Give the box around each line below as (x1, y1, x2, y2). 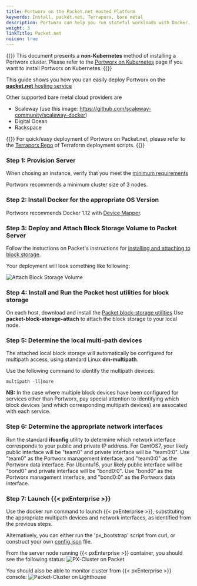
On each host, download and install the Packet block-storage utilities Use (6, 309, 183, 316)
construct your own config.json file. (6, 538, 92, 545)
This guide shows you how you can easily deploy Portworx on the (6, 76, 166, 83)
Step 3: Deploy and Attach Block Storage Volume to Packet (6, 224, 178, 232)
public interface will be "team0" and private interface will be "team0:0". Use (6, 448, 190, 455)
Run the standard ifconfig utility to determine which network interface (6, 436, 176, 443)
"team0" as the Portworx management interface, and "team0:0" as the (6, 455, 178, 462)
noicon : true (6, 36, 38, 42)
